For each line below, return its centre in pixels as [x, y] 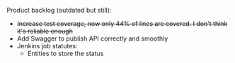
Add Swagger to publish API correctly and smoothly [92, 38]
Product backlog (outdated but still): [59, 10]
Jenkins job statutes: [47, 46]
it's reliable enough [45, 31]
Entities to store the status [65, 53]
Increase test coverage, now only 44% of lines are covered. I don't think [122, 23]
